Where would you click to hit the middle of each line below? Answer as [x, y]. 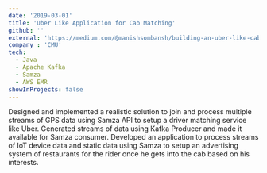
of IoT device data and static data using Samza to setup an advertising [124, 146]
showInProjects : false [46, 89]
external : [25, 38]
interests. [23, 163]
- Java [26, 60]
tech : [17, 52]
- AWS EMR [31, 82]
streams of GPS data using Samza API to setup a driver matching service [128, 121]
